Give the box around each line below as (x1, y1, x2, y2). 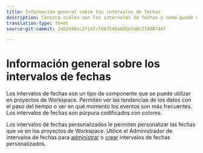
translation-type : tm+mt (6, 20, 69, 26)
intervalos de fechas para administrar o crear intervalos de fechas (6, 134, 170, 141)
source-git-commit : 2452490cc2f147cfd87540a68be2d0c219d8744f (6, 25, 166, 32)
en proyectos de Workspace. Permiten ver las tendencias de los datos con (6, 96, 192, 103)
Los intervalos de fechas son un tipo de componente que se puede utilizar (6, 90, 192, 97)
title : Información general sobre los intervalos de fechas (6, 8, 161, 15)
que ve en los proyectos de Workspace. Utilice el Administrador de (6, 128, 173, 135)
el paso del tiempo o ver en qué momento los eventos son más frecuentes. (6, 103, 192, 110)
